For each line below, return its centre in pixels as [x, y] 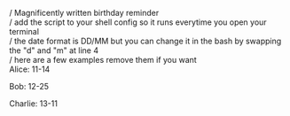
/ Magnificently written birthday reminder [84, 13]
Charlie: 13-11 [33, 104]
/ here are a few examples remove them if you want [103, 60]
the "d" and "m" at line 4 [54, 50]
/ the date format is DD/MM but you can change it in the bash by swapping [145, 41]
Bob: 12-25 [29, 86]
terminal [24, 31]
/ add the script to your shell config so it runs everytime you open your [138, 22]
